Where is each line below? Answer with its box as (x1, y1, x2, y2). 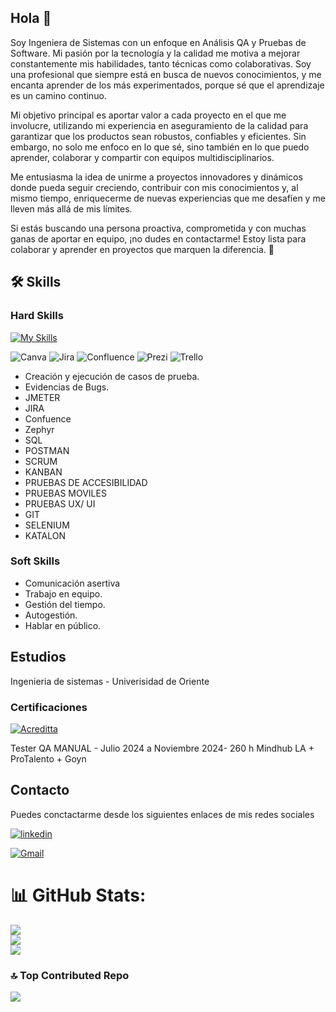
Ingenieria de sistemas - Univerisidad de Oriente (10, 675, 210, 687)
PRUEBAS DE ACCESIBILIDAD (24, 476, 148, 488)
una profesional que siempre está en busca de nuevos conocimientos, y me (10, 68, 322, 80)
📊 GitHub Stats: (10, 884, 147, 906)
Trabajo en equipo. (24, 587, 103, 600)
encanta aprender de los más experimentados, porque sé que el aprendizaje (10, 79, 325, 91)
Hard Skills (10, 309, 64, 323)
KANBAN (24, 466, 63, 478)
